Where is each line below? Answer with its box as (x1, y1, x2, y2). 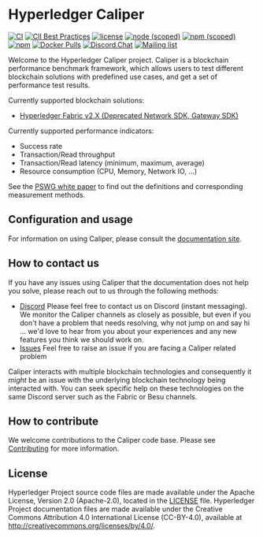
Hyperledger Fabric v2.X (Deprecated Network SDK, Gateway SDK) (19, 110, 239, 120)
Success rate (19, 141, 63, 150)
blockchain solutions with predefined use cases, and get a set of (8, 72, 218, 81)
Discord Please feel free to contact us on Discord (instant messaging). (19, 301, 248, 310)
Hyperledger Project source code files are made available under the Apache (8, 488, 255, 497)
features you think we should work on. (19, 335, 144, 344)
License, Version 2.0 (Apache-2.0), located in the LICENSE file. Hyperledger (8, 496, 255, 506)
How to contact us (8, 257, 100, 270)
